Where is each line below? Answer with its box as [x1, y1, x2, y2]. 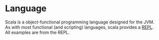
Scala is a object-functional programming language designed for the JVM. [5, 19, 155, 25]
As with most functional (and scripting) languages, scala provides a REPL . [5, 24, 154, 30]
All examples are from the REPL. [5, 29, 70, 35]
